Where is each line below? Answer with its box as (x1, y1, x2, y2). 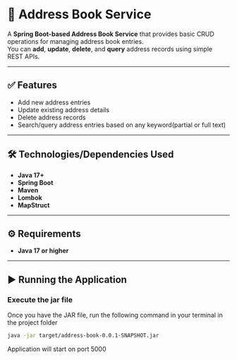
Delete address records (17, 113, 86, 121)
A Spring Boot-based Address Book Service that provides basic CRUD (7, 30, 215, 38)
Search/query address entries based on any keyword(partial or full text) (17, 120, 226, 129)
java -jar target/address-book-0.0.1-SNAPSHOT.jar (7, 332, 159, 340)
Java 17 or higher (17, 246, 69, 255)
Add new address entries (17, 98, 91, 107)
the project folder (7, 318, 58, 327)
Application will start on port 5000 (7, 344, 107, 353)
